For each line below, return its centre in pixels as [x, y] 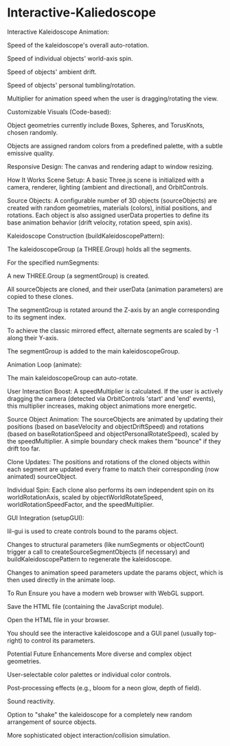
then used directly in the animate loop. [61, 579]
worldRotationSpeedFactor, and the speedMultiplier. [81, 504]
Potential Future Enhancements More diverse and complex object [100, 654]
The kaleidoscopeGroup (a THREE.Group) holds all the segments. [100, 249]
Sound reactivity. [31, 701]
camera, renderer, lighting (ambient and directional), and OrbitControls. [107, 187]
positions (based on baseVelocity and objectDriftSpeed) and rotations [106, 426]
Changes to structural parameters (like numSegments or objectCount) [106, 544]
